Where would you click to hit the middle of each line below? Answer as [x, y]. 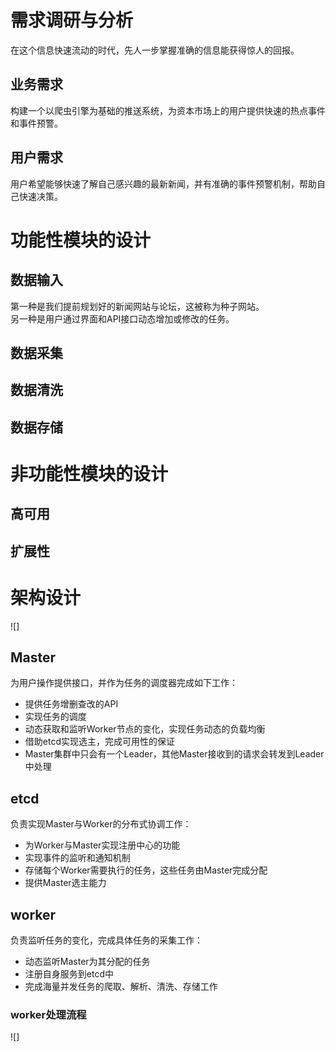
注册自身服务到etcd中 [69, 974]
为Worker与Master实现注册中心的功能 [102, 845]
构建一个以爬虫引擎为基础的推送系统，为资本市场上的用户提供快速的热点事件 [168, 110]
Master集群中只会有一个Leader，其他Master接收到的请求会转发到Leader [174, 754]
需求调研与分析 [72, 20]
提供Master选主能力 [65, 883]
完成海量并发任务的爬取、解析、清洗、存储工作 [121, 987]
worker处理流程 [48, 1014]
